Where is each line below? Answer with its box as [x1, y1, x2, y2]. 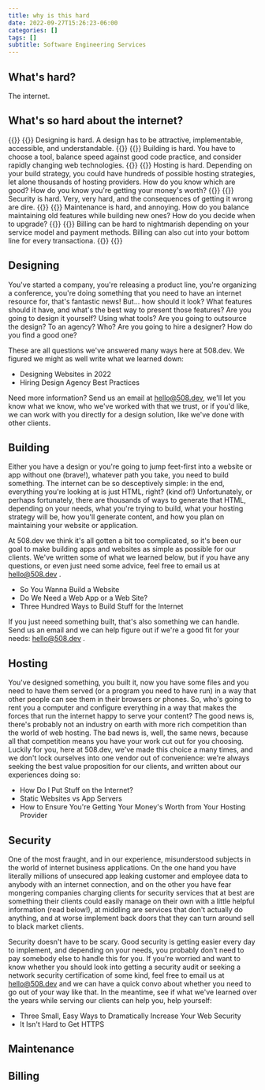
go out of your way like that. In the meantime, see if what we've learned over [8, 987, 257, 997]
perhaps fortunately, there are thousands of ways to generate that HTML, [8, 496, 247, 505]
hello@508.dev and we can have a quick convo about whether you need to [8, 979, 252, 988]
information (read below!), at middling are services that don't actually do [8, 905, 243, 914]
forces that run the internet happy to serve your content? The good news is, [8, 711, 255, 721]
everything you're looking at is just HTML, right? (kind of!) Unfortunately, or [8, 487, 252, 496]
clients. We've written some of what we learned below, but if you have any [8, 553, 250, 562]
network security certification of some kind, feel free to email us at [8, 971, 225, 980]
